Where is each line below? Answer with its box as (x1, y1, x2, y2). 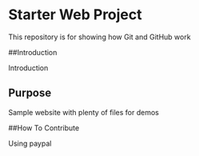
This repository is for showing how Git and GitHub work (8, 32, 191, 42)
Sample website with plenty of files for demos (8, 107, 160, 117)
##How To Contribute (8, 122, 80, 133)
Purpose (8, 86, 52, 100)
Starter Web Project (8, 6, 142, 24)
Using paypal (8, 138, 52, 148)
